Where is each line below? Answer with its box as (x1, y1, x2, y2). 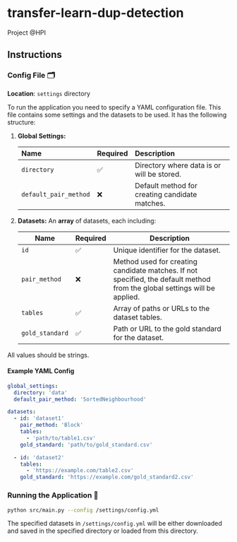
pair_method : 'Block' (20, 422, 83, 429)
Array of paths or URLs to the (113, 303, 210, 313)
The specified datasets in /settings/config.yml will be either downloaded (7, 519, 222, 528)
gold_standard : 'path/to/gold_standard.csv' (20, 441, 153, 448)
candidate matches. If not (113, 265, 197, 275)
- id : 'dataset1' (13, 415, 65, 422)
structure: (7, 118, 36, 126)
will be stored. (135, 169, 181, 179)
